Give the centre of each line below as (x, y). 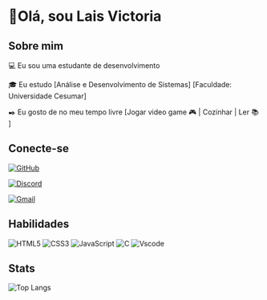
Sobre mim (36, 46)
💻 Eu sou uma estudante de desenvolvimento (84, 66)
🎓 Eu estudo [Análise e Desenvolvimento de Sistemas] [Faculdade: (120, 84)
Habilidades (39, 224)
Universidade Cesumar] (47, 96)
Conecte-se (39, 148)
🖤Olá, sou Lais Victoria (85, 16)
